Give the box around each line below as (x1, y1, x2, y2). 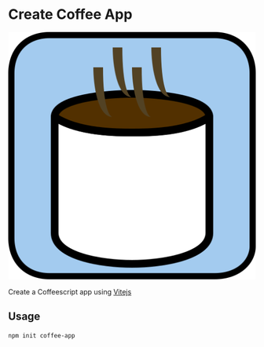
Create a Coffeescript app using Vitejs (8, 287, 132, 296)
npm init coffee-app (8, 331, 76, 339)
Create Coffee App (8, 5, 133, 24)
